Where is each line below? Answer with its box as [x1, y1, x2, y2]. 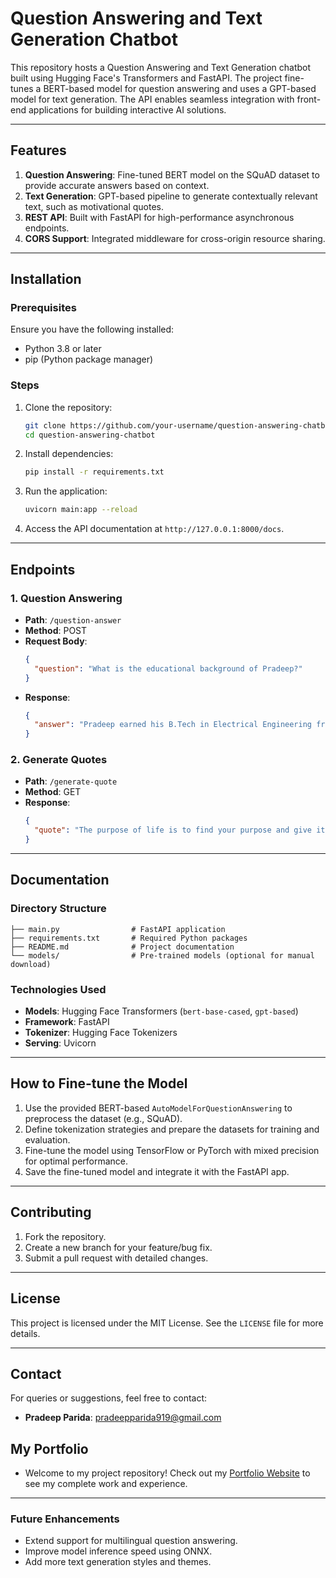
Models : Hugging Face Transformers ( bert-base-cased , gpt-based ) [24, 1005, 299, 1017]
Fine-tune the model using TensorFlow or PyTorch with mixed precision [24, 1144, 320, 1156]
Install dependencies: [24, 448, 114, 460]
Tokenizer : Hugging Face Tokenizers [24, 1027, 178, 1039]
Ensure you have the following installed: [10, 323, 175, 336]
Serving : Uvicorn [24, 1037, 97, 1049]
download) [10, 959, 52, 969]
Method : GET [24, 786, 82, 798]
